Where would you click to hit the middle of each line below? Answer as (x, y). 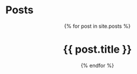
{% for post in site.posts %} (97, 26)
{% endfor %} (97, 65)
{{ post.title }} (97, 49)
